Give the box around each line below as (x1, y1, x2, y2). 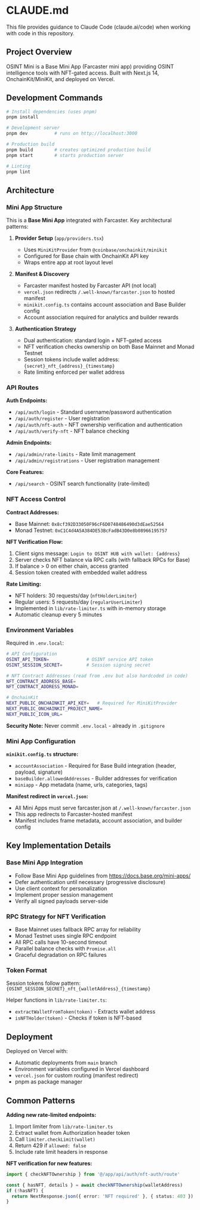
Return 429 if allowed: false (14, 1141, 87, 1149)
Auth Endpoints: (6, 397, 48, 404)
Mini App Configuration (6, 737, 76, 745)
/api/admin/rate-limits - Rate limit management (14, 451, 136, 458)
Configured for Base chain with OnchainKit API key (23, 253, 149, 260)
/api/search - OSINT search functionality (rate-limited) (14, 480, 150, 487)
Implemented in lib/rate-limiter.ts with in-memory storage (14, 604, 166, 612)
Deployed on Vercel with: (6, 1048, 68, 1055)
